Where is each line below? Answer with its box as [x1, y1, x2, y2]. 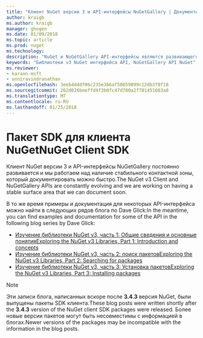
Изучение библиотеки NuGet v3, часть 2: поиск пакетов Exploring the [14, 250, 193, 258]
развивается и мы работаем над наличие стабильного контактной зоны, [6, 170, 194, 177]
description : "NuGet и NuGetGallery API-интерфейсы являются [6, 54, 164, 60]
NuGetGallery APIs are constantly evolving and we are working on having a [6, 182, 193, 190]
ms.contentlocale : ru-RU [6, 98, 69, 104]
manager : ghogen [6, 25, 47, 32]
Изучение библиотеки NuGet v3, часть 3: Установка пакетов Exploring [14, 263, 195, 270]
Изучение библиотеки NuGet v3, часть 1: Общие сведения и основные [14, 231, 197, 238]
